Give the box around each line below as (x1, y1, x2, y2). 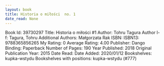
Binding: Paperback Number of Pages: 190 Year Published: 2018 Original (5, 45, 152, 51)
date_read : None (5, 16, 38, 21)
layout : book (5, 7, 32, 12)
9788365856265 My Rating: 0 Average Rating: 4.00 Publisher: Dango (5, 40, 145, 46)
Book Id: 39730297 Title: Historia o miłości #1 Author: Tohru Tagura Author (5, 30, 156, 36)
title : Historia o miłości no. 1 (5, 12, 76, 17)
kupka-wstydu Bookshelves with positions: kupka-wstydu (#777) (5, 56, 137, 62)
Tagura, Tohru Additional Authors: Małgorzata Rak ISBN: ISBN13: (9, 35, 139, 41)
